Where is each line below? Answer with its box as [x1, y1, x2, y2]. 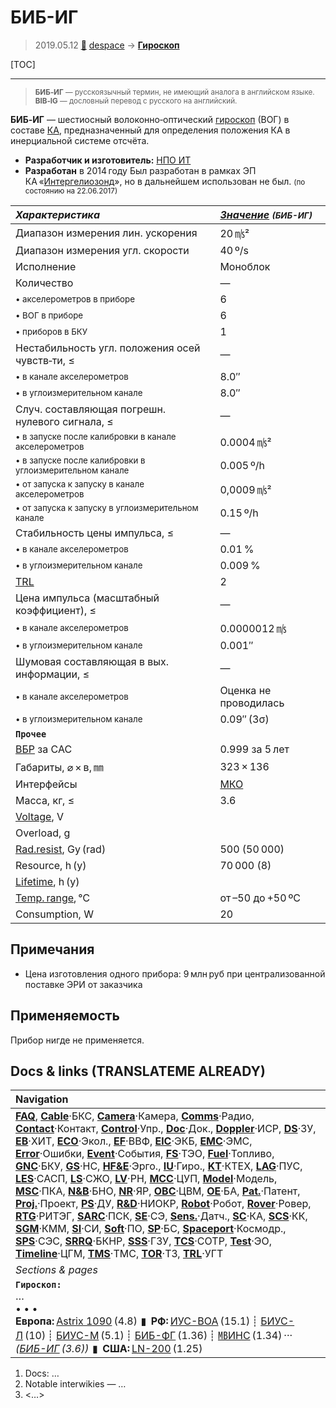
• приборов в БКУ [15, 326, 88, 337]
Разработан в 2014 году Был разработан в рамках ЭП [24, 164, 257, 176]
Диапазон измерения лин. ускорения [15, 226, 198, 240]
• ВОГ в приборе [15, 309, 84, 321]
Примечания [10, 941, 95, 958]
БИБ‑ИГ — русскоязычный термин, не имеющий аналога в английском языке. [34, 87, 315, 97]
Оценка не [219, 683, 272, 697]
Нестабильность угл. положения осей [15, 341, 201, 355]
